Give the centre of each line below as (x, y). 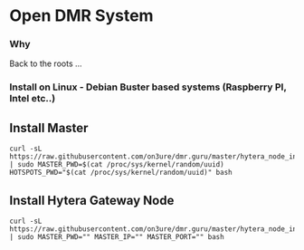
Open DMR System (81, 16)
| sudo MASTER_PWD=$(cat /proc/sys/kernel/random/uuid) (117, 165)
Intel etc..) (33, 99)
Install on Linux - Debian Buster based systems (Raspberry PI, (148, 87)
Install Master (49, 128)
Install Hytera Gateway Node (92, 200)
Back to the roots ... (46, 63)
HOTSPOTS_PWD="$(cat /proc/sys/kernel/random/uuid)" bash (121, 173)
